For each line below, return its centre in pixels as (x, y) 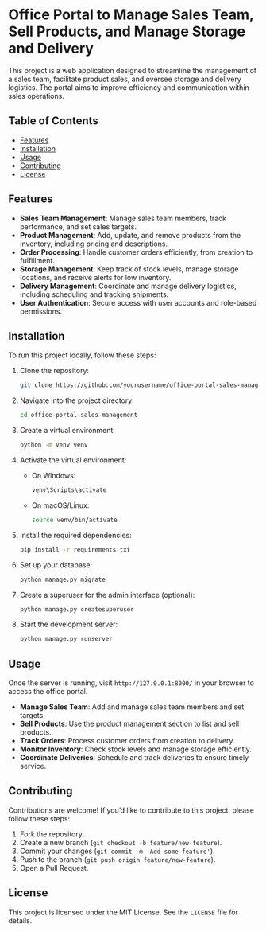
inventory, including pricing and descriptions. (94, 244)
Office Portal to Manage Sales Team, (131, 15)
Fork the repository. (52, 834)
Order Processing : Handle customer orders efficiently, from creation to (136, 252)
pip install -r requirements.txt (75, 550)
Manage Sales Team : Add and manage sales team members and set (132, 707)
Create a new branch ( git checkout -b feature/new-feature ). (121, 842)
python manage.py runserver (66, 639)
